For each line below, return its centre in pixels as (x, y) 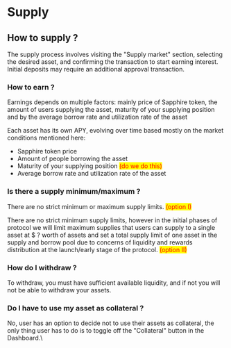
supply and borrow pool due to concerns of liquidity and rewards (100, 242)
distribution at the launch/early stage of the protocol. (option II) (97, 249)
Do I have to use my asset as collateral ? (76, 308)
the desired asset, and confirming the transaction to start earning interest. (113, 62)
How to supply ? (43, 38)
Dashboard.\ (25, 338)
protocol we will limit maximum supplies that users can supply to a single (111, 227)
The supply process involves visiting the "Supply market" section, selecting (115, 54)
